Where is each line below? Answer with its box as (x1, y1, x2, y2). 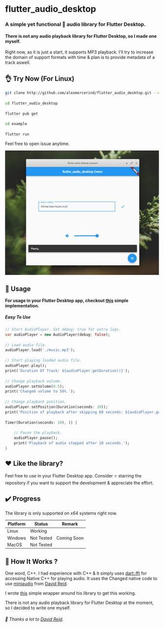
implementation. (5, 302, 40, 308)
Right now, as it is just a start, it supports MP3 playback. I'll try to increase (5, 49, 154, 55)
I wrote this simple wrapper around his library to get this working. (5, 590, 136, 596)
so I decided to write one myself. (5, 605, 71, 611)
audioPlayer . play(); (5, 363, 47, 368)
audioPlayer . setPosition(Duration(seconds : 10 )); (5, 404, 108, 410)
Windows (7, 535, 26, 541)
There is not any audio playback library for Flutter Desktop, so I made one (5, 33, 157, 39)
